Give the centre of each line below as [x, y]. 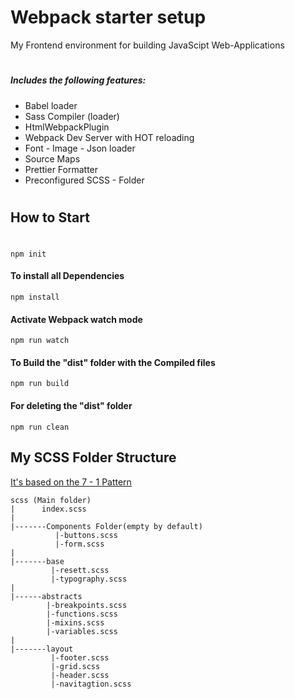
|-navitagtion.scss [91, 684]
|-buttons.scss [86, 535]
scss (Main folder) [51, 500]
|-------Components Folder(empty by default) [106, 526]
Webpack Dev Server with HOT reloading [109, 137]
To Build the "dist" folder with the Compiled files [113, 362]
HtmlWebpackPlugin [67, 127]
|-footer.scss [80, 657]
